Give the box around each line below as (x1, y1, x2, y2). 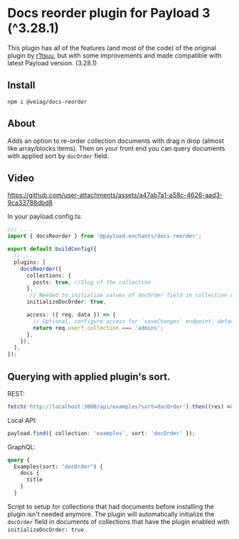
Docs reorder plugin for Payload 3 (7, 5, 211, 21)
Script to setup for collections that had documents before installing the (7, 502, 215, 511)
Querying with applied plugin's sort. (7, 370, 171, 383)
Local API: (7, 416, 38, 425)
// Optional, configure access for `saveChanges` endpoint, (33, 318, 215, 325)
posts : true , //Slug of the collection (33, 279, 152, 286)
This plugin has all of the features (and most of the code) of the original (7, 43, 217, 52)
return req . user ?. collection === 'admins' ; (33, 324, 164, 331)
